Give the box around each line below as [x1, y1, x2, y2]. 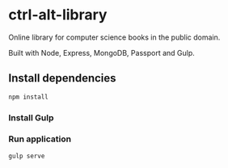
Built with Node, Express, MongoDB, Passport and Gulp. [8, 48, 196, 57]
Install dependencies [8, 71, 116, 86]
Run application [8, 133, 71, 145]
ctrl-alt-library [8, 6, 108, 24]
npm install [8, 93, 49, 101]
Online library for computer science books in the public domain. [8, 32, 221, 42]
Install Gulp [8, 111, 54, 123]
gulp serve [8, 152, 45, 160]
